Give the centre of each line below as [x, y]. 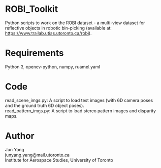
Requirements [34, 53]
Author [20, 136]
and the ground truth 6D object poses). [45, 105]
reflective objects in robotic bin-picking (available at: [58, 28]
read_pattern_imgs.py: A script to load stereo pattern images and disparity [80, 111]
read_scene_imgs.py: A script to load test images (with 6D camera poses [79, 100]
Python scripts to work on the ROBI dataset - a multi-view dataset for [75, 23]
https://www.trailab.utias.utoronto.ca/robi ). [48, 33]
